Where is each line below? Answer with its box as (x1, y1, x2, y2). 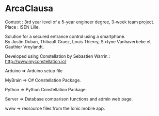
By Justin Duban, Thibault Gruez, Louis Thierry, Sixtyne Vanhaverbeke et (5, 38, 151, 44)
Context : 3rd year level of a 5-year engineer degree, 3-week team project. (5, 19, 155, 25)
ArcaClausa (5, 3, 53, 14)
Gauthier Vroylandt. (5, 44, 44, 50)
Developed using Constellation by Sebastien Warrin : (5, 53, 110, 59)
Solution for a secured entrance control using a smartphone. (5, 33, 126, 39)
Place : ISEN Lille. (5, 24, 40, 30)
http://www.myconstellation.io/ (5, 58, 66, 64)
